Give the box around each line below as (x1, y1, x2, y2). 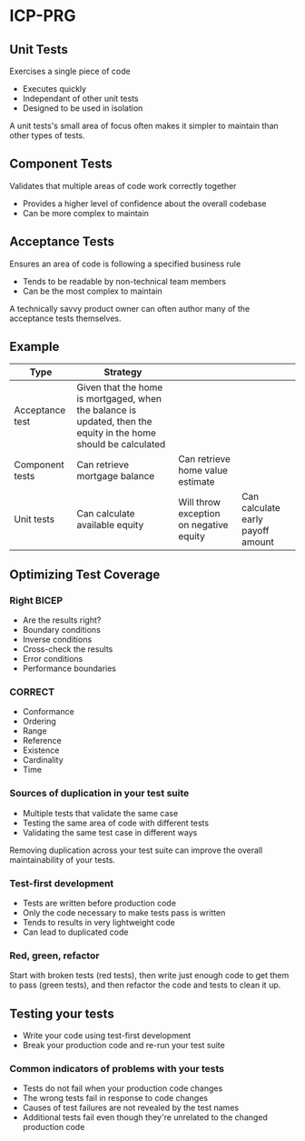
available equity (76, 519, 144, 532)
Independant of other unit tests (22, 93, 139, 104)
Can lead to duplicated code (22, 926, 129, 937)
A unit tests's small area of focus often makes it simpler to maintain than (9, 120, 279, 131)
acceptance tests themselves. (9, 313, 122, 324)
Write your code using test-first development (22, 1030, 192, 1041)
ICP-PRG (9, 5, 76, 26)
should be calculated (76, 438, 166, 451)
